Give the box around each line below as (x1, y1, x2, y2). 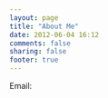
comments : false (9, 38, 71, 48)
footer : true (9, 55, 59, 64)
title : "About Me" (9, 22, 79, 31)
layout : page (9, 13, 59, 23)
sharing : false (9, 47, 67, 56)
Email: (9, 81, 33, 91)
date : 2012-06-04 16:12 (9, 30, 100, 39)
